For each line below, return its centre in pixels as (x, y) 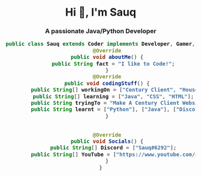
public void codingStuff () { (107, 83)
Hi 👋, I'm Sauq (101, 12)
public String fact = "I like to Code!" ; (113, 64)
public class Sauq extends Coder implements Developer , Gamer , (100, 44)
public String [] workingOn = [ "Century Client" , (103, 90)
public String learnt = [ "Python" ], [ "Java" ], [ (103, 110)
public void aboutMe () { (107, 57)
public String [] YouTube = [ (74, 154)
